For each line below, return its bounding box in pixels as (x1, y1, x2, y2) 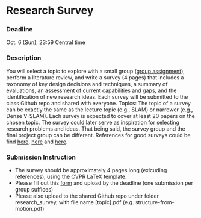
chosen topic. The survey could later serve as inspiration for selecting (6, 119, 179, 126)
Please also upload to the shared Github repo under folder (14, 192, 159, 199)
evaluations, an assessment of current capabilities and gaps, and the (6, 87, 177, 94)
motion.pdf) (14, 205, 45, 213)
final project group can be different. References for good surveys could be (6, 131, 191, 139)
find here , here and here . (6, 138, 68, 145)
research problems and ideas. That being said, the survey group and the (6, 125, 185, 132)
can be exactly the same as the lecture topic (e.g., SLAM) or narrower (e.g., (6, 106, 193, 113)
